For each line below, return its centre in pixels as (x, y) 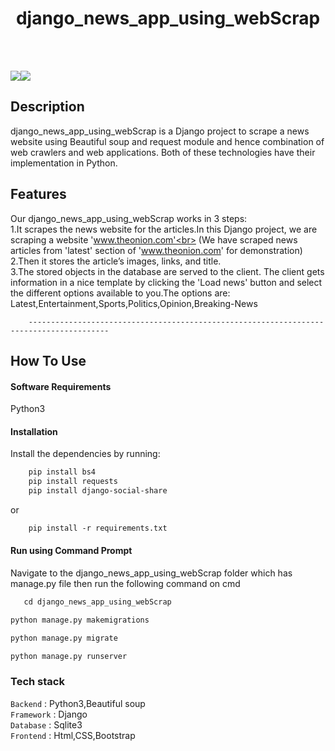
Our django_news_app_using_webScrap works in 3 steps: (129, 218)
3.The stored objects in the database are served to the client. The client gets (167, 271)
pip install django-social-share (98, 491)
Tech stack (37, 682)
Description (47, 107)
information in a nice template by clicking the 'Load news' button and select (166, 282)
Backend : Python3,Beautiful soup (78, 703)
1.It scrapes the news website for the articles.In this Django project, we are (164, 229)
